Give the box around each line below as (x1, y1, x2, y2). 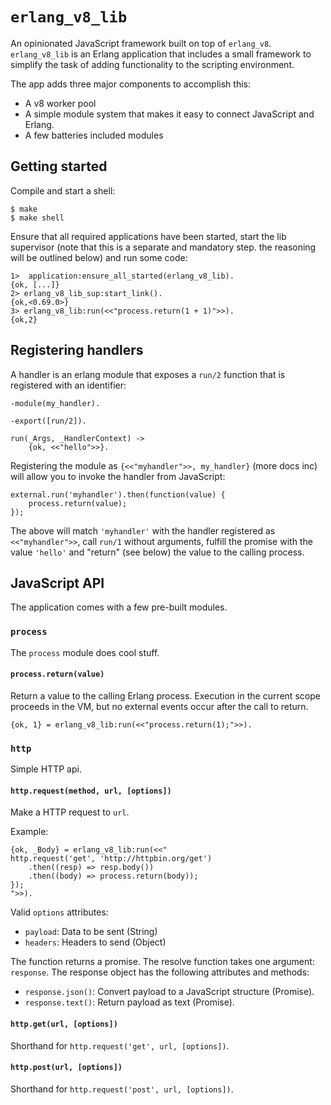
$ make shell (10, 213, 65, 223)
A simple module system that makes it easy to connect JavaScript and (24, 108, 315, 120)
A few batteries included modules (24, 129, 164, 141)
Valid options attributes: (10, 906, 109, 918)
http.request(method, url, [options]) (10, 786, 172, 796)
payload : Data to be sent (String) (24, 926, 158, 938)
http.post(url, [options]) (10, 1063, 123, 1073)
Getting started (10, 158, 108, 175)
